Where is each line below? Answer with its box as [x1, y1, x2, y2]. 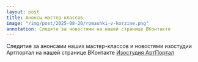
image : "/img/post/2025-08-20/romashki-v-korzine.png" [6, 20, 149, 26]
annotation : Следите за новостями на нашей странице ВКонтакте [6, 26, 171, 32]
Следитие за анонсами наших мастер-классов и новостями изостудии [6, 43, 193, 50]
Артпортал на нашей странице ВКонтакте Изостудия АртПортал [6, 49, 174, 57]
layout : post [6, 9, 40, 15]
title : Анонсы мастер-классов [6, 15, 84, 21]
